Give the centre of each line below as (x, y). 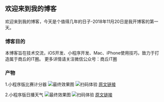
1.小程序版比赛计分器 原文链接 (60, 84)
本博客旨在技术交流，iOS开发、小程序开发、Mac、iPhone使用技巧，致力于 (80, 53)
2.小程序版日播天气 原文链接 (59, 95)
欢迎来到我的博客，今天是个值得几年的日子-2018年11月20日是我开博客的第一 (82, 21)
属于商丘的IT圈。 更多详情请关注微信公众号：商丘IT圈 (63, 59)
